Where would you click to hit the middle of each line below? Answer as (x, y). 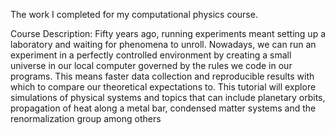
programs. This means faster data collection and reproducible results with (162, 76)
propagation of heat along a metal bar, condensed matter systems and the (163, 108)
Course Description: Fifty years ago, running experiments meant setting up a (168, 33)
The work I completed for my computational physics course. (134, 14)
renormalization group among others (86, 118)
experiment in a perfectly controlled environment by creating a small (151, 55)
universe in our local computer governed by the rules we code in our (151, 65)
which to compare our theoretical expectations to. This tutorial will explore (163, 87)
